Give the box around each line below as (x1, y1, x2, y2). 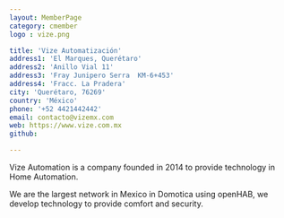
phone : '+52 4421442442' (9, 104, 102, 113)
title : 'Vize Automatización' (9, 46, 123, 55)
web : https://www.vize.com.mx (9, 121, 123, 130)
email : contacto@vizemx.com (9, 113, 115, 122)
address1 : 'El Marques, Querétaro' (9, 55, 142, 64)
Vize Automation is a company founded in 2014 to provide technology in (9, 162, 276, 172)
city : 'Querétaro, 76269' (9, 87, 106, 97)
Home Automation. (9, 171, 79, 182)
